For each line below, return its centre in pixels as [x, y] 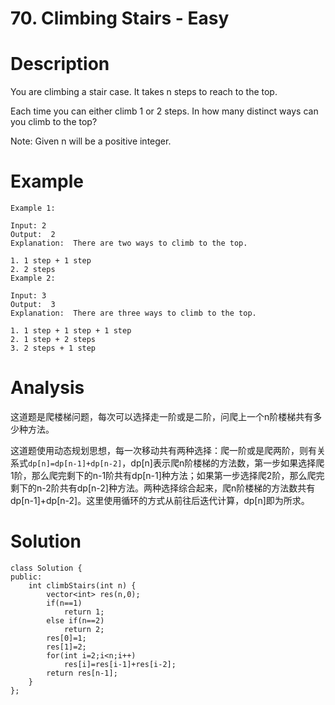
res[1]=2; [66, 647]
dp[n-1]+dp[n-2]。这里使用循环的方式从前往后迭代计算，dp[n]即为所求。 [160, 500]
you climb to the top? [54, 122]
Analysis [47, 388]
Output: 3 [33, 305]
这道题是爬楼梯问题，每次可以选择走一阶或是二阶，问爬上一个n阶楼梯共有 [162, 416]
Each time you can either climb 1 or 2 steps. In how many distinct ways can [164, 111]
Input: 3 [28, 296]
